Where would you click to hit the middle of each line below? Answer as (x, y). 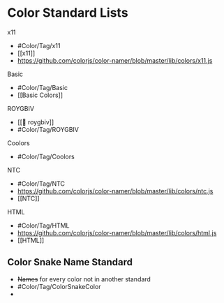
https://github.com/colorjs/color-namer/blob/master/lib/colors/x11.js (115, 60)
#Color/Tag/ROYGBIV (48, 129)
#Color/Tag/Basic (43, 87)
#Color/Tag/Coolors (46, 156)
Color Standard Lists (68, 13)
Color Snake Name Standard (70, 262)
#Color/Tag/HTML (43, 226)
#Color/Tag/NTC (41, 184)
